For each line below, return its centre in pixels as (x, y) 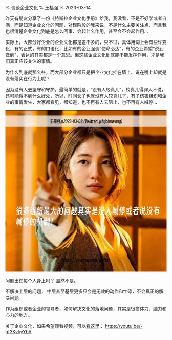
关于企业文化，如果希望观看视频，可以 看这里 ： (55, 326)
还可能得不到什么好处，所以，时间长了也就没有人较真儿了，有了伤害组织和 (84, 96)
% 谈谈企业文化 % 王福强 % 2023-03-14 (48, 7)
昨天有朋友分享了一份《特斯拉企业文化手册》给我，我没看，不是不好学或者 (84, 18)
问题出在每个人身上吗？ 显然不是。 (42, 280)
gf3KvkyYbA (18, 331)
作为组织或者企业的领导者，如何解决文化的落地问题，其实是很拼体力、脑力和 (86, 308)
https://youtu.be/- (124, 326)
